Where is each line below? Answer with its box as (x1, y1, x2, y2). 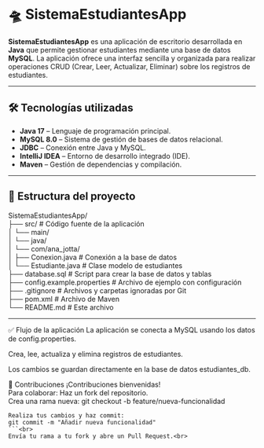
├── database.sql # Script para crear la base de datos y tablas (8, 269, 212, 278)
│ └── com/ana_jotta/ (8, 244, 80, 253)
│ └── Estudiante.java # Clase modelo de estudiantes (8, 260, 183, 270)
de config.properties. (8, 334, 77, 343)
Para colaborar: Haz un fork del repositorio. (8, 387, 148, 397)
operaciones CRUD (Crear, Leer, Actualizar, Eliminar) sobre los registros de (8, 61, 251, 71)
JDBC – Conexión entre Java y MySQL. (19, 142, 147, 152)
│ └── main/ (8, 227, 49, 237)
